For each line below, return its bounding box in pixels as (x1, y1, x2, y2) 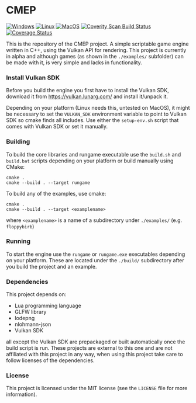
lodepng (14, 315, 35, 322)
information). (6, 391, 37, 398)
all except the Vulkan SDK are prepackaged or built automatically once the (6, 338, 185, 345)
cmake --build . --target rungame (6, 179, 91, 186)
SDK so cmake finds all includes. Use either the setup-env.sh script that (6, 117, 179, 124)
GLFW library (14, 308, 47, 315)
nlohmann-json (14, 321, 51, 328)
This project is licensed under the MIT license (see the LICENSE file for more (6, 385, 188, 392)
